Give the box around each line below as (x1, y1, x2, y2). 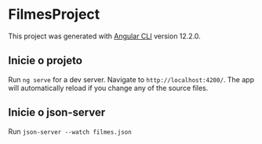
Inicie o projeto (8, 54, 82, 67)
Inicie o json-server (8, 106, 106, 119)
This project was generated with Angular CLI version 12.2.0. (8, 31, 202, 41)
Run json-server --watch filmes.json (8, 127, 132, 136)
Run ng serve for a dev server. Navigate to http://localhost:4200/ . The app (8, 74, 255, 84)
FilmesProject (8, 5, 100, 23)
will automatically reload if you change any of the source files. (8, 83, 209, 92)
